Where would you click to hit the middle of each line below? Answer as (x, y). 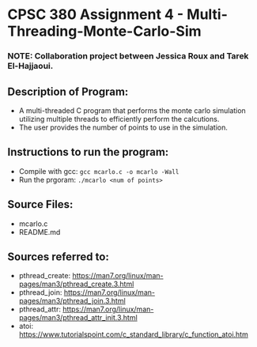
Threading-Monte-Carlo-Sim (105, 31)
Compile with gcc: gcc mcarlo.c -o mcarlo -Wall (99, 171)
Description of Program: (68, 91)
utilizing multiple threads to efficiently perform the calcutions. (119, 119)
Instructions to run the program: (88, 152)
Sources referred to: (59, 256)
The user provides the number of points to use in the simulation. (123, 127)
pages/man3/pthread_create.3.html (76, 284)
